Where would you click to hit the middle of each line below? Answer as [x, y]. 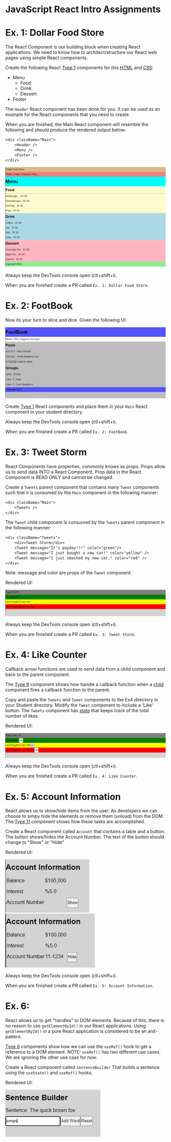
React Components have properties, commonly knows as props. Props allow [85, 466]
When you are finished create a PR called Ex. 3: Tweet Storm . [70, 635]
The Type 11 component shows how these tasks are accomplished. [75, 822]
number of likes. [22, 716]
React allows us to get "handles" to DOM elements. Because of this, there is [85, 1020]
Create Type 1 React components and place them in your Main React [76, 406]
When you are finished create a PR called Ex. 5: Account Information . [79, 986]
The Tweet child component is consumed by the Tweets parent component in [85, 522]
